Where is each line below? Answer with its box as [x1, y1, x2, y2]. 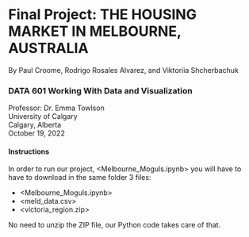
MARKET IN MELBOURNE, [8, 22, 182, 40]
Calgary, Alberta [8, 120, 62, 130]
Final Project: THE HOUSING [8, 6, 197, 24]
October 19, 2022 [8, 128, 65, 138]
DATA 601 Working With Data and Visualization [8, 85, 193, 96]
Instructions [8, 147, 50, 156]
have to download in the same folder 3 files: [8, 173, 151, 182]
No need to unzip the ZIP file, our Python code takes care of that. [8, 220, 221, 230]
